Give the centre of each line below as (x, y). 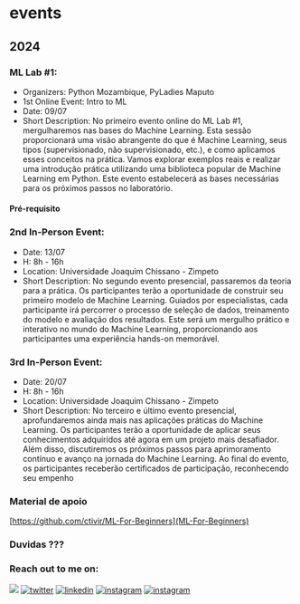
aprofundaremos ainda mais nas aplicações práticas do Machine (143, 420)
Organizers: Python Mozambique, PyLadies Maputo (118, 91)
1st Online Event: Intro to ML (75, 101)
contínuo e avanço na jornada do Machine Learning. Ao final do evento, (155, 459)
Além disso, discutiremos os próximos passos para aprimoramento (146, 449)
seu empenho (48, 478)
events (36, 13)
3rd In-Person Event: (56, 362)
